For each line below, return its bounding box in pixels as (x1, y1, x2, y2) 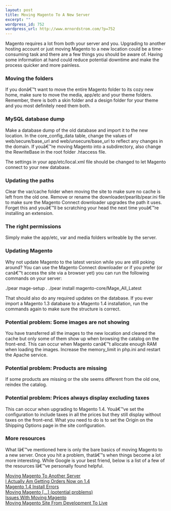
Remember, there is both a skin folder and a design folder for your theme (5, 98, 158, 104)
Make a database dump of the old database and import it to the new (5, 127, 148, 133)
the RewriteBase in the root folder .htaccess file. (5, 149, 107, 155)
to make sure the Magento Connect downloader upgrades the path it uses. (5, 200, 162, 206)
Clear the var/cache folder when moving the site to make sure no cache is (5, 188, 161, 194)
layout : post (5, 7, 33, 13)
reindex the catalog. (5, 381, 47, 388)
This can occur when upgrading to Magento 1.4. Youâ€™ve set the (5, 406, 144, 412)
